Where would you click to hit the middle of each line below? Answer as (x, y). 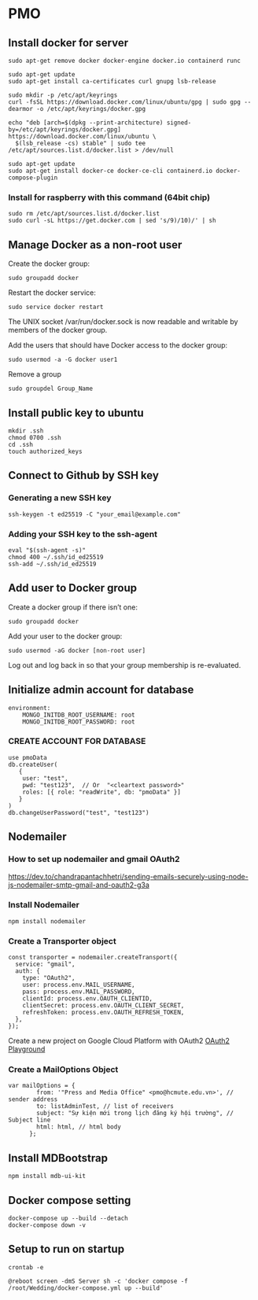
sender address (33, 1099)
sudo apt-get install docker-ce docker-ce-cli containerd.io (111, 171)
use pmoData (28, 757)
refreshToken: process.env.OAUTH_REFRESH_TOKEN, (103, 1013)
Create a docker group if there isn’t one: (73, 607)
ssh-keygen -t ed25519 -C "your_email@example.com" (94, 514)
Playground (27, 1049)
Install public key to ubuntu (76, 412)
